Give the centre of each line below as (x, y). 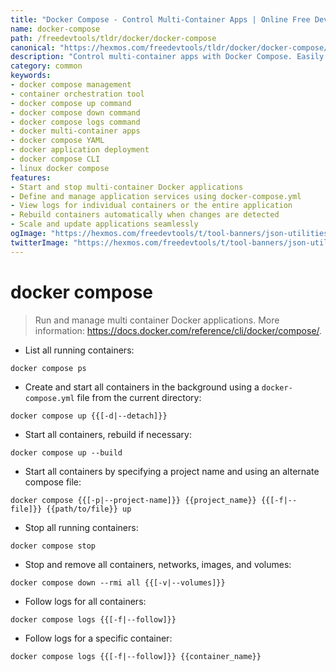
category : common (46, 66)
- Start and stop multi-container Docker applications (127, 187)
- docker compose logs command (75, 122)
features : (31, 177)
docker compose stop (53, 546)
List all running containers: (79, 350)
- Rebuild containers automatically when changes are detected (145, 215)
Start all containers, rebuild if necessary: (108, 434)
